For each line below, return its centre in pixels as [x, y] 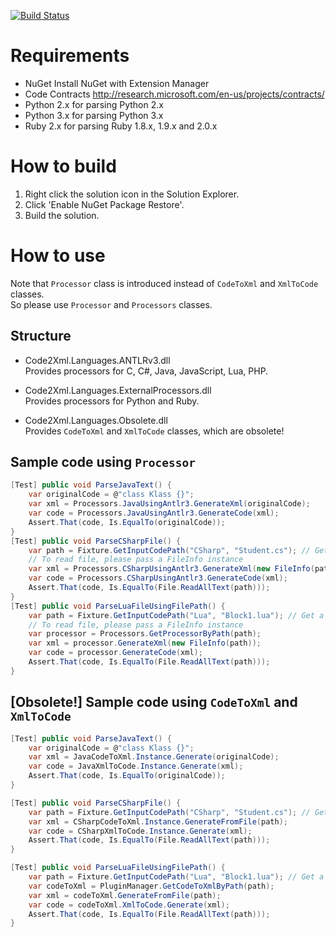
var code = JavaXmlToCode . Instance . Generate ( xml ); [136, 766]
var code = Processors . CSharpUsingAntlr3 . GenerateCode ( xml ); [158, 578]
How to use [58, 256]
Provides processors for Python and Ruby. [112, 401]
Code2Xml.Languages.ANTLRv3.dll [97, 360]
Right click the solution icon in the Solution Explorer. [132, 194]
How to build [63, 166]
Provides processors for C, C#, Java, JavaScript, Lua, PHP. [146, 371]
